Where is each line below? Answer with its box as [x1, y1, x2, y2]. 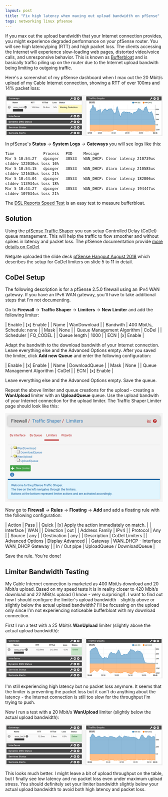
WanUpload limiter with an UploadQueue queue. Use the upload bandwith [5, 392, 159, 398]
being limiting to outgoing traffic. [5, 65, 72, 71]
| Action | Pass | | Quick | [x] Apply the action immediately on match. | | [5, 522, 151, 528]
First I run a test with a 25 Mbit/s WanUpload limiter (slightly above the [5, 622, 151, 628]
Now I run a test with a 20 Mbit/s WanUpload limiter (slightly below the [5, 709, 151, 715]
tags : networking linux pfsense [5, 19, 72, 24]
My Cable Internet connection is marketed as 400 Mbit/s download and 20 [5, 581, 159, 587]
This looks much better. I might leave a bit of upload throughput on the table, [5, 770, 163, 776]
